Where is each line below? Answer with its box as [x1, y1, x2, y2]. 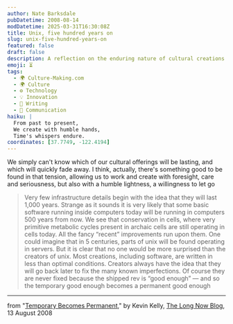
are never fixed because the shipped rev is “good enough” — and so [24, 274, 220, 282]
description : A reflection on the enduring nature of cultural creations [7, 55, 225, 62]
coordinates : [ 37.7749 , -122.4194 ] [7, 139, 110, 146]
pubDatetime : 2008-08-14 [7, 17, 79, 24]
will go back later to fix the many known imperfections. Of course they [24, 267, 225, 276]
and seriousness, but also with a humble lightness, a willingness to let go [7, 180, 215, 188]
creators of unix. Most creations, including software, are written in [24, 252, 213, 260]
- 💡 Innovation [13, 94, 58, 101]
